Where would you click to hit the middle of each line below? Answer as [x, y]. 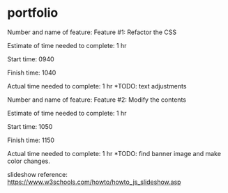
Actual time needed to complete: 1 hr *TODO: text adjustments [97, 86]
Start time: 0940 [31, 59]
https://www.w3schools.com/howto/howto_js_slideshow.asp [94, 182]
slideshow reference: [37, 174]
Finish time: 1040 [32, 72]
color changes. [29, 161]
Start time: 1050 [30, 126]
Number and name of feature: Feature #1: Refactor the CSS [92, 32]
